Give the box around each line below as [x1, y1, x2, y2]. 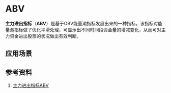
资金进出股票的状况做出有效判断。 [9, 33, 81, 39]
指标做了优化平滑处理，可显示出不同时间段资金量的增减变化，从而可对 [14, 26, 161, 33]
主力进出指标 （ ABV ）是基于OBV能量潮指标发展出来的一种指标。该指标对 [5, 20, 158, 26]
